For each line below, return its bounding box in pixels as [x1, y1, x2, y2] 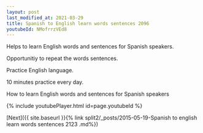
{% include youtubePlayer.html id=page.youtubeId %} [6, 102, 143, 110]
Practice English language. [6, 67, 74, 74]
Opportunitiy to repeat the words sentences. [6, 55, 118, 62]
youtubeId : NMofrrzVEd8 [6, 26, 67, 32]
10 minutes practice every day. [6, 78, 84, 86]
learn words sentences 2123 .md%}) [6, 121, 99, 128]
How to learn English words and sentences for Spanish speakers [6, 90, 170, 98]
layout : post [6, 9, 40, 15]
